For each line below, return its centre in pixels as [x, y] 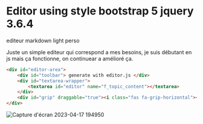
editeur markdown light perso [43, 40]
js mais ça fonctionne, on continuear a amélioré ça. [70, 58]
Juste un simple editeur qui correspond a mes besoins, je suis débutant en [99, 52]
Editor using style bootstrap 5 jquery [100, 11]
